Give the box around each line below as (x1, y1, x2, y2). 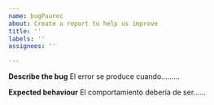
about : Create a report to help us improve (8, 20, 159, 28)
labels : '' (8, 34, 46, 43)
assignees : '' (8, 42, 57, 50)
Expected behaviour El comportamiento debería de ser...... (8, 87, 206, 98)
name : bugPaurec (8, 11, 63, 20)
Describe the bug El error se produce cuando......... (8, 72, 181, 81)
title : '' (8, 27, 42, 35)
